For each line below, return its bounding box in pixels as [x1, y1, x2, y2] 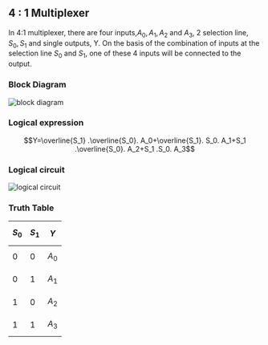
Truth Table [8, 202, 55, 213]
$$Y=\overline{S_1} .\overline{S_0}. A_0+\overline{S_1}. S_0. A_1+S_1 [23, 136, 246, 145]
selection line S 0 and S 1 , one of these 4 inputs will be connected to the [8, 48, 242, 60]
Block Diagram [8, 79, 67, 91]
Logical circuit [8, 164, 66, 175]
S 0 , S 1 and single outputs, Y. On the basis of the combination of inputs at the [8, 38, 260, 50]
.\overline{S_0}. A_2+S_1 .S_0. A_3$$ [75, 144, 195, 153]
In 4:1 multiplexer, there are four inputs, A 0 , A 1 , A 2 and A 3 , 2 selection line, [8, 27, 249, 39]
